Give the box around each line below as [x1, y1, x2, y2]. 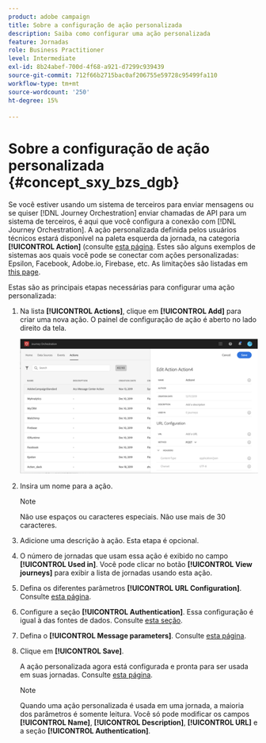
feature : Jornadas [8, 38, 69, 46]
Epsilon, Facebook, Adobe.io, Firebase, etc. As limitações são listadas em [8, 259, 248, 269]
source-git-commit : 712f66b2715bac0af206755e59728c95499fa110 [8, 71, 218, 79]
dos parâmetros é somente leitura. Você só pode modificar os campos [19, 710, 250, 719]
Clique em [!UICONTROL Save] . [19, 646, 124, 656]
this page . [8, 267, 41, 277]
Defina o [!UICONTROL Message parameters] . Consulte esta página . [19, 631, 247, 641]
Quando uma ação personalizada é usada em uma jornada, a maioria [19, 701, 244, 710]
